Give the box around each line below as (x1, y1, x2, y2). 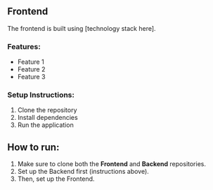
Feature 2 (17, 65, 46, 74)
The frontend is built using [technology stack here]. (7, 24, 156, 32)
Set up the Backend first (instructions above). (17, 168, 149, 176)
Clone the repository (17, 106, 77, 114)
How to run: (7, 141, 60, 153)
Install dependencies (17, 114, 79, 122)
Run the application (17, 121, 74, 129)
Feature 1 (17, 57, 44, 66)
